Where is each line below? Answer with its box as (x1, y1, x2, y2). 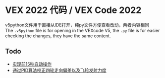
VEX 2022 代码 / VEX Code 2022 (5, 4, 142, 16)
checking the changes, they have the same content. (5, 33, 111, 39)
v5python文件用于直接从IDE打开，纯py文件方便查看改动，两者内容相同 (5, 22, 150, 28)
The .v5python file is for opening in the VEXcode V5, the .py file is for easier (5, 27, 160, 33)
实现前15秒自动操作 (12, 61, 52, 67)
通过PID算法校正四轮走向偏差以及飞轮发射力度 (12, 67, 107, 73)
